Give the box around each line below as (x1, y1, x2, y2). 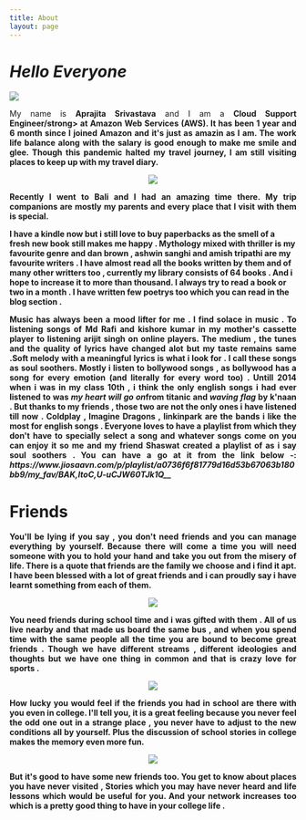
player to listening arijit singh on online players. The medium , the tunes (9, 334, 297, 345)
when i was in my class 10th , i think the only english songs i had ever (9, 382, 297, 393)
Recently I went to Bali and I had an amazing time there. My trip (9, 192, 297, 202)
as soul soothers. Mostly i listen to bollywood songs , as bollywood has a (9, 362, 297, 374)
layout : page (9, 22, 59, 31)
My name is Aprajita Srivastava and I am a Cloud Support (9, 109, 298, 119)
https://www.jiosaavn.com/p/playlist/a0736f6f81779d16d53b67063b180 (9, 460, 295, 471)
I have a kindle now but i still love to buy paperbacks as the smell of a (9, 229, 276, 240)
